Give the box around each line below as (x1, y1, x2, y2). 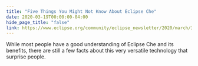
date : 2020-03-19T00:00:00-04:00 (6, 14, 88, 20)
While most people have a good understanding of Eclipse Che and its (6, 41, 174, 48)
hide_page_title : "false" (6, 19, 70, 25)
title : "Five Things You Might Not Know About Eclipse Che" (6, 8, 157, 15)
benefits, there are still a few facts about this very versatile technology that (6, 47, 188, 54)
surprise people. (6, 53, 46, 60)
